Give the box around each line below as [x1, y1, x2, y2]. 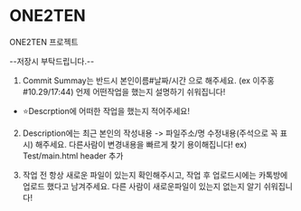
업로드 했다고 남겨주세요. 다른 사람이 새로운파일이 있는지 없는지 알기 [22, 180, 262, 191]
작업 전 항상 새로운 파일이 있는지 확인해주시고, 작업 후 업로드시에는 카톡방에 [22, 169, 288, 180]
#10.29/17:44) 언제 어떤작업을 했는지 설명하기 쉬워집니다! [22, 86, 226, 97]
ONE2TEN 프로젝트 [9, 36, 79, 47]
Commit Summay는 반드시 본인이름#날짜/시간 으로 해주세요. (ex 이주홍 [22, 74, 275, 86]
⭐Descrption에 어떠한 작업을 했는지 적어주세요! [22, 105, 190, 116]
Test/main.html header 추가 [22, 150, 124, 161]
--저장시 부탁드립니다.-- [9, 55, 95, 66]
